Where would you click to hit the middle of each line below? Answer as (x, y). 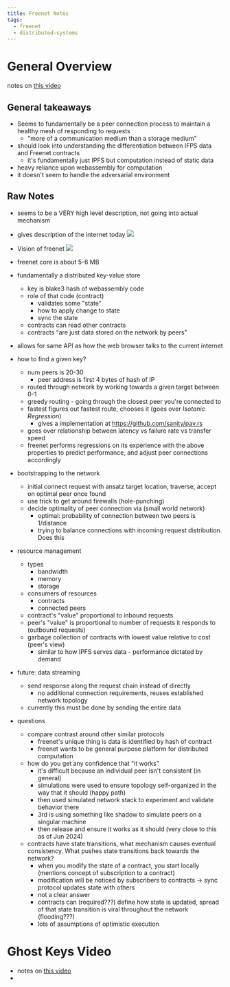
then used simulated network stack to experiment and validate (126, 799)
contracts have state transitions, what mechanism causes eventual (122, 843)
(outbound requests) (56, 630)
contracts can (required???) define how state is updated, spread (128, 902)
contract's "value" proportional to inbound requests (100, 615)
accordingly (44, 460)
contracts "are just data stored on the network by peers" (107, 332)
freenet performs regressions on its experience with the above (116, 445)
